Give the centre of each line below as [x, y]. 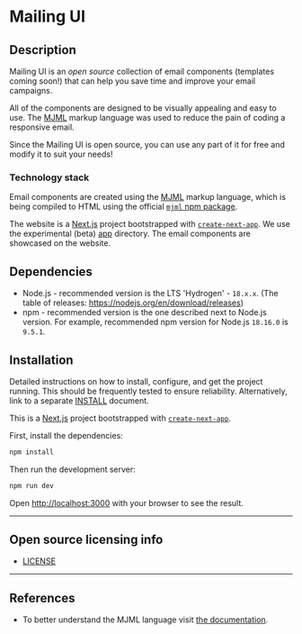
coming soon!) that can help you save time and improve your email [133, 81]
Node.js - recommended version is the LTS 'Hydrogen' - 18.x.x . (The [150, 294]
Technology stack [49, 177]
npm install [31, 452]
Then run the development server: [73, 469]
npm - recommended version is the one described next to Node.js [144, 312]
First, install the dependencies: [66, 435]
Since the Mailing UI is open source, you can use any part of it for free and [147, 145]
